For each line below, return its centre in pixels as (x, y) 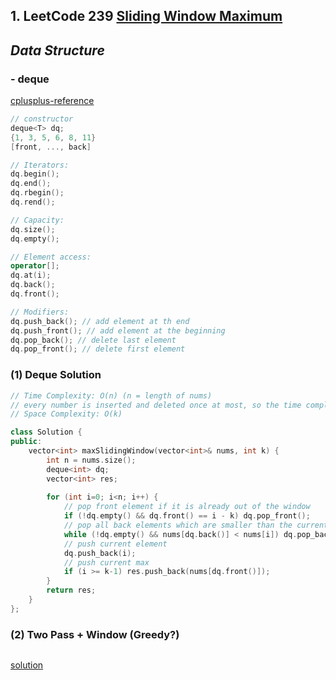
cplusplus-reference (52, 101)
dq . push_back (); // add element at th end (100, 321)
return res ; (71, 590)
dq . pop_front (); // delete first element (98, 349)
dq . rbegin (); (37, 193)
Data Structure (57, 50)
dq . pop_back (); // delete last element (93, 340)
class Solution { (46, 432)
